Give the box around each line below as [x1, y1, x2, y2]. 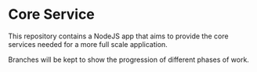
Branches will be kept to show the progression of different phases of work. [8, 55, 249, 64]
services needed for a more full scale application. [8, 39, 168, 49]
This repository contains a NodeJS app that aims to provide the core [8, 31, 229, 41]
